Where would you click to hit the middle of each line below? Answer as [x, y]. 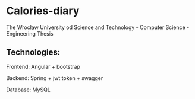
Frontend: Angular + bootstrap [43, 66]
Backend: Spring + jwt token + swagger [55, 78]
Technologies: [33, 52]
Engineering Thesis [30, 33]
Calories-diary [43, 11]
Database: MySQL [28, 90]
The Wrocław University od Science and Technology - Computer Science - [98, 27]
